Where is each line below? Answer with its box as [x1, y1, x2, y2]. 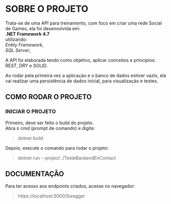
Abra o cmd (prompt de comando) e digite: [5, 125, 95, 131]
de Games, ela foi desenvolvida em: [5, 25, 81, 31]
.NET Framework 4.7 [5, 31, 50, 37]
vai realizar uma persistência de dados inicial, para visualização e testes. [5, 78, 158, 84]
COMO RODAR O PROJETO [5, 93, 92, 101]
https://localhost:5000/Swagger [17, 193, 85, 199]
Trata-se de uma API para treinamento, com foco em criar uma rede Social [5, 20, 162, 26]
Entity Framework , [5, 41, 44, 48]
